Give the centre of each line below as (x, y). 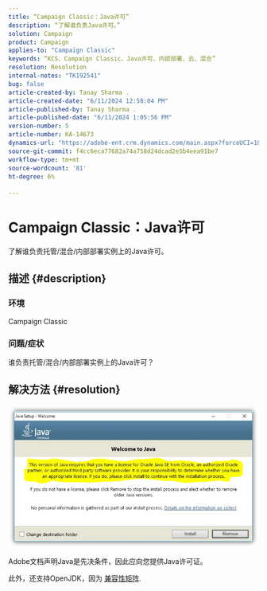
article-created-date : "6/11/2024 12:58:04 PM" (89, 101)
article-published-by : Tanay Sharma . (72, 109)
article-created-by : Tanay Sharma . (69, 92)
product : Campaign (39, 42)
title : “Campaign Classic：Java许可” (69, 17)
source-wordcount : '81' (48, 168)
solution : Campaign (41, 33)
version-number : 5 (39, 126)
